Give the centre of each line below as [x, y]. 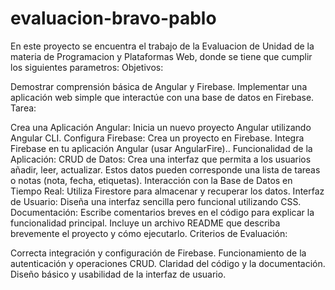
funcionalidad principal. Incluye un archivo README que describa [145, 223]
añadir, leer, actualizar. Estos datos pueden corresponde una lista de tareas [165, 169]
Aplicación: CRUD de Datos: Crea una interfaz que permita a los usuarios [161, 159]
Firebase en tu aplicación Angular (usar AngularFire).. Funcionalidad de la [161, 148]
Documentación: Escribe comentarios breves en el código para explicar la [162, 212]
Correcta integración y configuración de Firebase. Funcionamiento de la [158, 253]
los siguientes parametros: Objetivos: [87, 67]
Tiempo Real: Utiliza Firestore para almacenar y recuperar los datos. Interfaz [167, 191]
